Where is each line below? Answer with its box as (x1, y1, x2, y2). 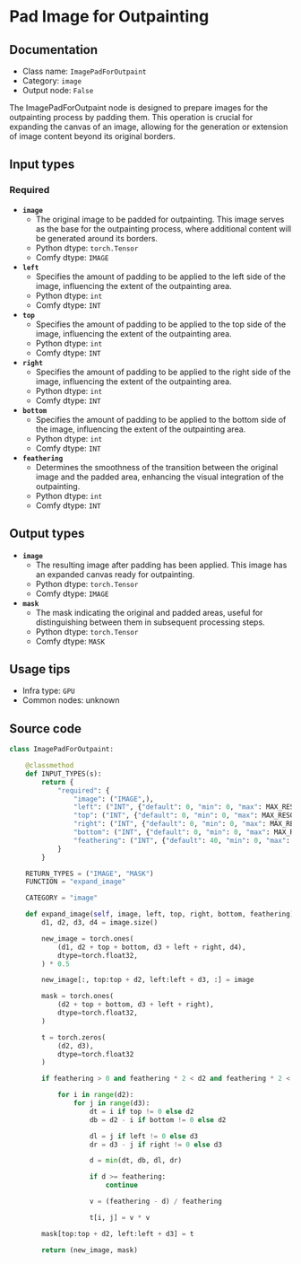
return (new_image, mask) (41, 1245, 139, 1254)
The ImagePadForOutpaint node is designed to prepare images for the (9, 102, 269, 113)
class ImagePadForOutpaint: (9, 745, 115, 754)
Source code (9, 721, 82, 736)
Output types (9, 526, 85, 541)
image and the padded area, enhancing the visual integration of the (35, 471, 285, 482)
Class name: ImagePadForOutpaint (21, 66, 147, 76)
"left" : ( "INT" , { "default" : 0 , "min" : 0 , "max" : (73, 803, 262, 812)
